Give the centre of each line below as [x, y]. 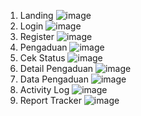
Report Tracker [50, 100]
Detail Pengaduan [56, 68]
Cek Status [42, 58]
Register [37, 36]
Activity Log [44, 89]
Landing [36, 15]
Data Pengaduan [54, 79]
